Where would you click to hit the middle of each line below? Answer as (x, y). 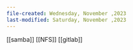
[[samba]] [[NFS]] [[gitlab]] (45, 39)
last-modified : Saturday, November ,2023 (66, 20)
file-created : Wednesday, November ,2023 (66, 13)
